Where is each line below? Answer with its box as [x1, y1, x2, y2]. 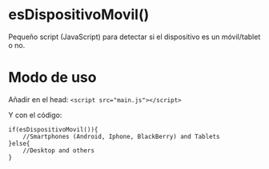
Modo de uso [8, 69, 97, 87]
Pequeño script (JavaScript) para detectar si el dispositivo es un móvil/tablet [8, 32, 261, 41]
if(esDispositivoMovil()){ [8, 125, 98, 133]
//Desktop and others [22, 146, 94, 155]
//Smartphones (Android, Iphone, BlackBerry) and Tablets [22, 132, 220, 140]
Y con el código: [8, 110, 62, 120]
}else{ [8, 140, 30, 147]
